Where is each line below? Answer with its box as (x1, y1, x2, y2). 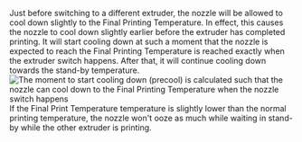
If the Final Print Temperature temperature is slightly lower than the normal (9, 103, 287, 113)
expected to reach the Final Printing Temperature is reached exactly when (9, 46, 285, 57)
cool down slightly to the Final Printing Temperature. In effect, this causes (9, 17, 284, 28)
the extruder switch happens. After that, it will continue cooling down (9, 56, 267, 66)
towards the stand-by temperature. (9, 65, 140, 75)
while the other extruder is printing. (21, 122, 152, 133)
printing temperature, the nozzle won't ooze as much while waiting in (9, 112, 267, 123)
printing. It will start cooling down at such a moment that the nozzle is (9, 36, 269, 47)
